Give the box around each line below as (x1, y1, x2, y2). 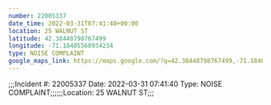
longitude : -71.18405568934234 (8, 42, 114, 50)
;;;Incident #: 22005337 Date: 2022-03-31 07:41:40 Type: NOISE (8, 78, 223, 89)
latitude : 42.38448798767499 (8, 34, 106, 43)
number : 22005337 (8, 11, 67, 20)
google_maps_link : (8, 57, 70, 65)
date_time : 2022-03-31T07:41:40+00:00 (8, 19, 139, 27)
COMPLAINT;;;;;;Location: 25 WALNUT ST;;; (8, 87, 155, 97)
